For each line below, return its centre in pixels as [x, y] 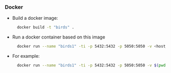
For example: [26, 56]
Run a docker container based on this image [59, 37]
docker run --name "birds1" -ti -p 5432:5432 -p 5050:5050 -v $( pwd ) [92, 65]
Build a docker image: [35, 18]
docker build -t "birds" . [46, 27]
